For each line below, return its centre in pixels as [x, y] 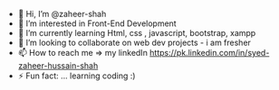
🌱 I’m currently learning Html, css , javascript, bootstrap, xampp [137, 33]
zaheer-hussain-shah [58, 66]
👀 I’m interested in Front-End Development [97, 23]
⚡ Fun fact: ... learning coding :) [77, 76]
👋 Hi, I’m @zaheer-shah [62, 14]
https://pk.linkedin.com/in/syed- [209, 53]
